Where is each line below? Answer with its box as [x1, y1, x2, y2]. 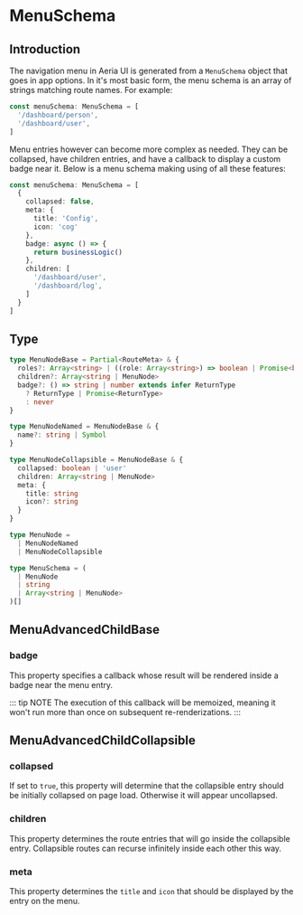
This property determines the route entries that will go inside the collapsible [9, 833, 290, 844]
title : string [25, 489, 78, 498]
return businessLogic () [32, 248, 124, 257]
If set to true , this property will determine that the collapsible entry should [9, 780, 284, 791]
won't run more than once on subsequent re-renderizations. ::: [9, 706, 242, 717]
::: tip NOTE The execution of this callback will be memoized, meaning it [9, 697, 277, 708]
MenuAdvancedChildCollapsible [9, 733, 196, 749]
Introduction [9, 42, 81, 57]
